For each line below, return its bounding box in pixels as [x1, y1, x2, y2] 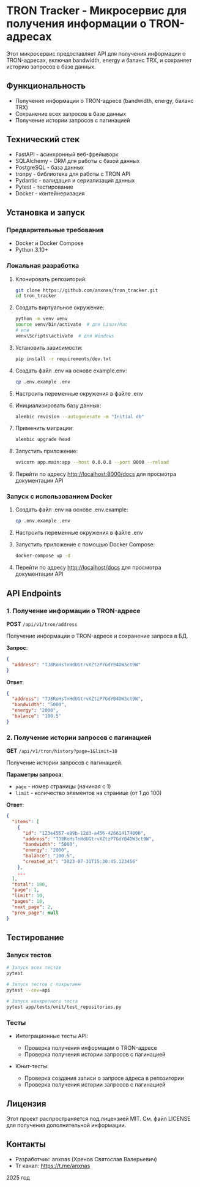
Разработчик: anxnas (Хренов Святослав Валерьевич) [15, 1155, 157, 1163]
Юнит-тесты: [15, 1062, 49, 1069]
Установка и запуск [6, 207, 86, 217]
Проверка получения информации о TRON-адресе [24, 1044, 157, 1051]
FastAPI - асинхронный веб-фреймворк [15, 151, 119, 158]
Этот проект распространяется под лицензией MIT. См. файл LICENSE [6, 1115, 191, 1122]
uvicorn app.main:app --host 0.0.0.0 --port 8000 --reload [15, 459, 169, 465]
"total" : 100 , [12, 881, 48, 887]
